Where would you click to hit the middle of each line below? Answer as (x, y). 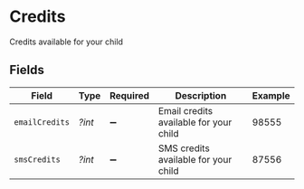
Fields (27, 70)
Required (130, 95)
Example (271, 95)
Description (201, 95)
